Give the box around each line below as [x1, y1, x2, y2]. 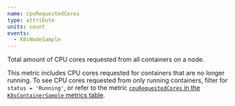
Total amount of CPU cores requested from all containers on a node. [7, 55, 205, 63]
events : [7, 29, 30, 37]
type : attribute [7, 17, 55, 24]
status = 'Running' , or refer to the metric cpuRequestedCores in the [7, 84, 201, 92]
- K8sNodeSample [13, 36, 61, 43]
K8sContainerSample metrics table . [7, 91, 105, 100]
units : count [7, 23, 46, 30]
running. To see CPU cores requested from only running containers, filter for [7, 76, 228, 84]
